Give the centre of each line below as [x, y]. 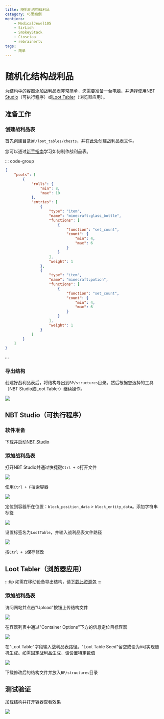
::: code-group [20, 161]
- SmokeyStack [28, 32]
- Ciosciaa [25, 37]
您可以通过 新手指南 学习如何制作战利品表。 [48, 151]
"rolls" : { [42, 184]
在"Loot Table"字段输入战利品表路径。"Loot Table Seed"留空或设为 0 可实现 [80, 646]
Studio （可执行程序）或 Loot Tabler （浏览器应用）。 [56, 97]
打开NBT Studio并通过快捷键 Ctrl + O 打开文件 [51, 467]
